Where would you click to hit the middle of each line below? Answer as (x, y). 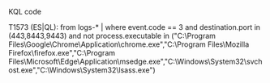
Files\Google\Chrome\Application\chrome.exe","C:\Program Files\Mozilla (129, 44)
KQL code (25, 12)
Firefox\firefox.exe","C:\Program (62, 53)
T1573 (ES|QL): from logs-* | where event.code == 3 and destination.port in (135, 27)
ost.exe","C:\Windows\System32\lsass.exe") (82, 70)
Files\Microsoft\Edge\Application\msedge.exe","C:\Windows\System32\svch (135, 61)
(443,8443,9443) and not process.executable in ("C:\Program (112, 36)
